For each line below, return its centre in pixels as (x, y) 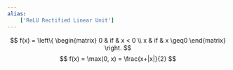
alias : (17, 14)
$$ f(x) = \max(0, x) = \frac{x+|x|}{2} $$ (118, 58)
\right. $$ (118, 48)
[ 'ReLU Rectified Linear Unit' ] (67, 20)
